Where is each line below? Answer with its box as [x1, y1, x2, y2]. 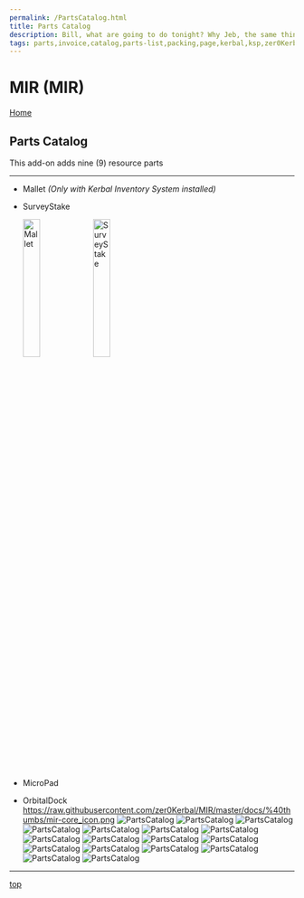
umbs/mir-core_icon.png [22, 815, 116, 825]
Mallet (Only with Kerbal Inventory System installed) [22, 184, 217, 194]
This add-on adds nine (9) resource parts [9, 157, 164, 168]
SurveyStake [22, 201, 71, 212]
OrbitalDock [22, 795, 68, 806]
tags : [9, 38, 30, 48]
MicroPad [22, 778, 59, 788]
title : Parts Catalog [9, 22, 91, 31]
